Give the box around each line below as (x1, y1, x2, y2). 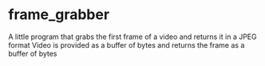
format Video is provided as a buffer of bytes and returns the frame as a (8, 40, 245, 49)
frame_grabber (8, 6, 110, 24)
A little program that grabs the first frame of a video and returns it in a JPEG (8, 32, 257, 41)
